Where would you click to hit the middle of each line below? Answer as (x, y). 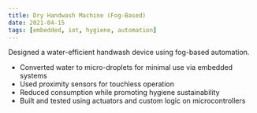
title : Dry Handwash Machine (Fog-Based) (77, 15)
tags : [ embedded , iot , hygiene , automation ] (82, 30)
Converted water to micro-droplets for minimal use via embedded (126, 67)
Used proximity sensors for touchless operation (97, 84)
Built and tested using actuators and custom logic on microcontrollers (132, 101)
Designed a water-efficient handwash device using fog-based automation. (129, 53)
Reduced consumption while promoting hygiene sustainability (119, 93)
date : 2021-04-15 (37, 23)
